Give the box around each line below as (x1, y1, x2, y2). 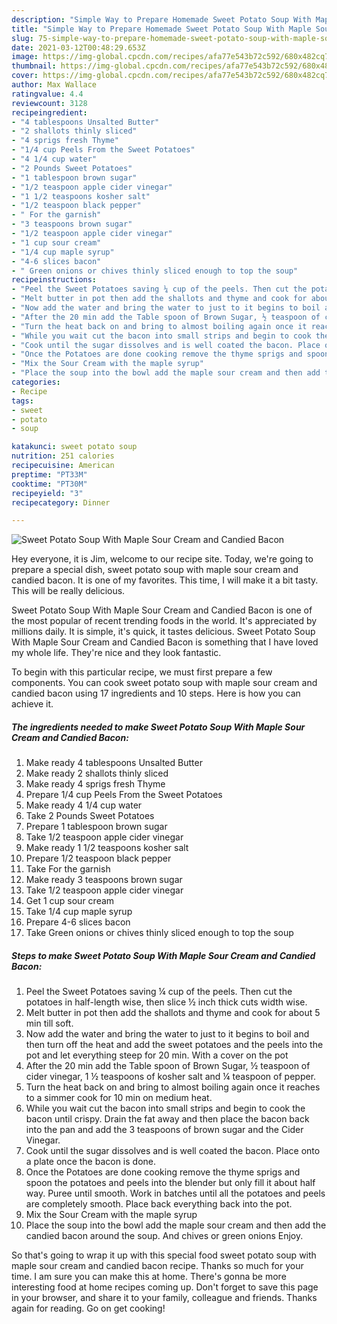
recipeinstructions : (11, 275, 98, 285)
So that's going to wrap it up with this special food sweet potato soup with (11, 1249, 317, 1261)
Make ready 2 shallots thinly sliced (25, 767, 169, 780)
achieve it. (11, 698, 54, 710)
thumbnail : (11, 61, 57, 71)
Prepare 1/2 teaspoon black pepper (25, 852, 172, 865)
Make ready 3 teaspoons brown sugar (25, 874, 183, 886)
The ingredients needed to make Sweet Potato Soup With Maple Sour (11, 721, 306, 733)
